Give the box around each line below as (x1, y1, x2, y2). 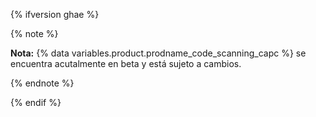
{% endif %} (10, 97, 62, 108)
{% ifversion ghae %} (10, 9, 100, 20)
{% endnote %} (10, 77, 75, 89)
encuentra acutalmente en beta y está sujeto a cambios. (10, 58, 242, 69)
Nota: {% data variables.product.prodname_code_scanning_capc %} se (10, 47, 307, 59)
